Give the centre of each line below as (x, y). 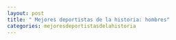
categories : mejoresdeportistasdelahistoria (72, 26)
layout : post (26, 13)
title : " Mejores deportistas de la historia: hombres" (88, 20)
